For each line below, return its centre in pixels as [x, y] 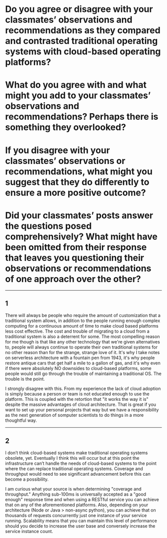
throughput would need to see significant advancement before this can [78, 474]
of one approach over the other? [73, 279]
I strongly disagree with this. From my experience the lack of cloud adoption [83, 389]
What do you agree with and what [76, 85]
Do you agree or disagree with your [79, 9]
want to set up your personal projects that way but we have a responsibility [82, 410]
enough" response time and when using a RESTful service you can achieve [82, 500]
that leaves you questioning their [75, 258]
